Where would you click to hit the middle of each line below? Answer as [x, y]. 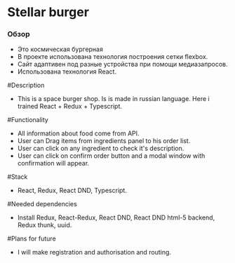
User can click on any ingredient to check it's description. [101, 149]
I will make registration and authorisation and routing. [94, 252]
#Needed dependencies [42, 204]
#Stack [18, 177]
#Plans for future [32, 238]
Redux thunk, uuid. [45, 225]
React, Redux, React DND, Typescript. [72, 191]
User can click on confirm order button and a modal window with [111, 156]
